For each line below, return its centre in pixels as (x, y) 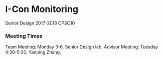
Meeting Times (24, 36)
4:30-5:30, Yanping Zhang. (33, 52)
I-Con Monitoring (42, 9)
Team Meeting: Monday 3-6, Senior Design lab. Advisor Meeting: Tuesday (81, 47)
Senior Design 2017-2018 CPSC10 (40, 23)
